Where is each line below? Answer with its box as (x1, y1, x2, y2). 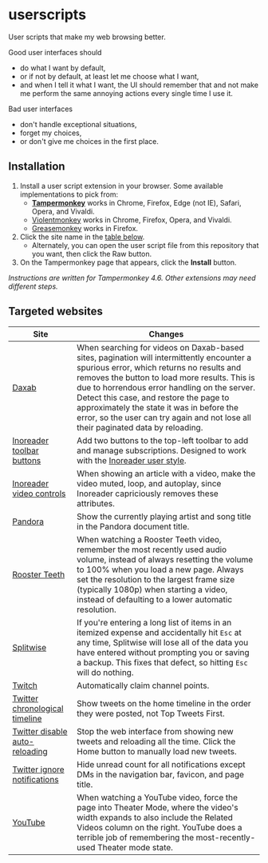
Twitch (12, 680, 37, 691)
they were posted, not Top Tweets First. (77, 708, 225, 719)
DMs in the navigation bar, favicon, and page (77, 769, 245, 780)
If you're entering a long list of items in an (77, 617, 232, 628)
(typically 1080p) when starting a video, (77, 584, 228, 595)
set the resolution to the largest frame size (77, 573, 235, 585)
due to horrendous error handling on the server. (77, 382, 255, 393)
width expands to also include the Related (77, 812, 234, 823)
